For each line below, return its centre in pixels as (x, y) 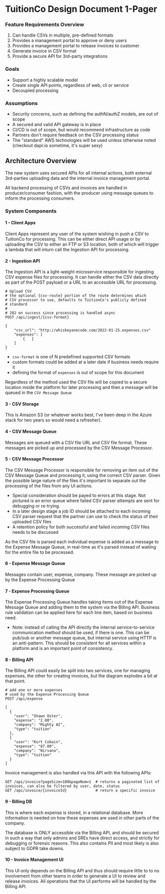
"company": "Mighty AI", (39, 725)
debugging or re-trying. (36, 506)
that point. (16, 681)
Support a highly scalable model (45, 80)
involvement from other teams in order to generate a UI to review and (75, 876)
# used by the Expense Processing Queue (47, 695)
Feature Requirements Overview (45, 25)
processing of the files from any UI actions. (49, 486)
